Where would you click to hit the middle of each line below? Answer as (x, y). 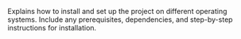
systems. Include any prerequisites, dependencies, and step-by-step (120, 19)
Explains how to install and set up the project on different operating (117, 11)
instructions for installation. (52, 28)
